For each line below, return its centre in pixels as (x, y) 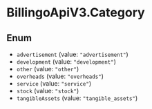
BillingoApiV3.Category (76, 13)
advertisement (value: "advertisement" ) (72, 54)
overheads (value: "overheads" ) (60, 76)
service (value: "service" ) (54, 83)
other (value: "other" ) (48, 69)
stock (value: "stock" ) (48, 91)
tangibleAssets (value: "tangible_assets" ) (77, 98)
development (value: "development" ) (66, 62)
